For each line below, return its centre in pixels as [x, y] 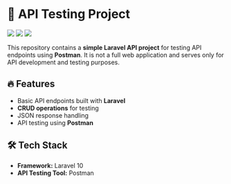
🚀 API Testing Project [69, 14]
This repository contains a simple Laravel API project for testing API [104, 47]
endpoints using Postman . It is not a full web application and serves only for [116, 55]
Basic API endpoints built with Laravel [71, 100]
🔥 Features [31, 84]
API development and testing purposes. [63, 62]
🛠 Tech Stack [37, 146]
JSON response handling [53, 115]
